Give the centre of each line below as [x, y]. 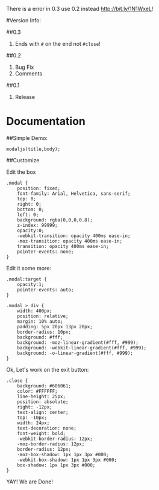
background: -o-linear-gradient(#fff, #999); [75, 353]
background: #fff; [40, 337]
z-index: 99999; [38, 225]
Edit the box [21, 172]
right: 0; [30, 204]
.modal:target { [26, 279]
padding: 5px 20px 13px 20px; [55, 326]
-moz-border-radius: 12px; [51, 444]
